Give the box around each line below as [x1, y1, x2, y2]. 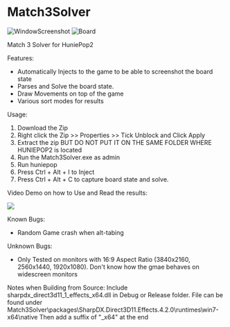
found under [7, 298, 43, 306]
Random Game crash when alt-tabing [17, 228, 125, 236]
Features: [7, 53, 35, 62]
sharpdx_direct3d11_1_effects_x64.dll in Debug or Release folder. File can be [7, 290, 224, 299]
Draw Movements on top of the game [17, 89, 124, 98]
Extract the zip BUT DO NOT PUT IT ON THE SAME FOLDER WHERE [17, 138, 213, 146]
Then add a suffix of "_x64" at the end [39, 312, 149, 321]
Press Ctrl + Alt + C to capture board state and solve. [17, 175, 169, 184]
